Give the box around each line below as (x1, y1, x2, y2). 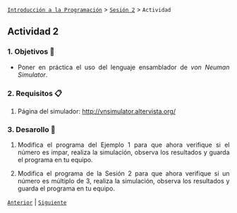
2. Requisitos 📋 (7, 88, 63, 98)
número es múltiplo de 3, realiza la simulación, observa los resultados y (17, 177, 230, 185)
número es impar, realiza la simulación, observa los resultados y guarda (17, 148, 230, 157)
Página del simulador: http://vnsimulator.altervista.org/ (17, 107, 176, 115)
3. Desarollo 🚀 (7, 124, 56, 134)
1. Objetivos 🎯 (7, 47, 55, 56)
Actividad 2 (7, 25, 59, 37)
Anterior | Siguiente (7, 198, 67, 207)
